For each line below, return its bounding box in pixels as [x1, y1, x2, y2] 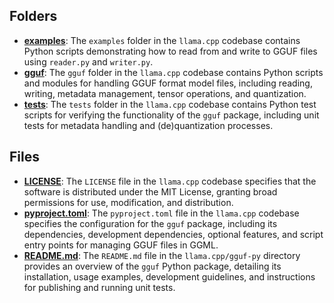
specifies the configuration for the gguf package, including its [23, 217, 278, 229]
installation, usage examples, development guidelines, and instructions [23, 270, 316, 283]
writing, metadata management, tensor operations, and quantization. [23, 87, 307, 99]
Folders [9, 8, 58, 25]
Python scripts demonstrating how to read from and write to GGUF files [23, 45, 318, 57]
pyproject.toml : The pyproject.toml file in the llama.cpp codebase [23, 207, 300, 219]
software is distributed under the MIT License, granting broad [23, 185, 278, 198]
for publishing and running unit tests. [23, 281, 176, 293]
